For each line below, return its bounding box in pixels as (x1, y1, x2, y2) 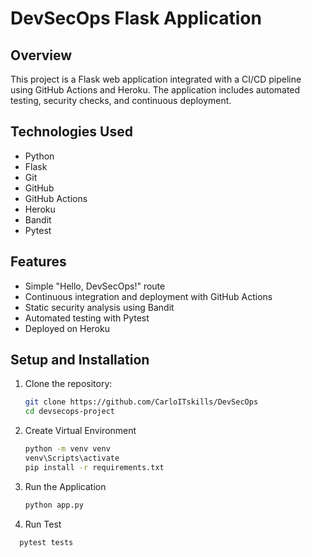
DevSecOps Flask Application (10, 7, 262, 30)
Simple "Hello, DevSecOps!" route (24, 280, 166, 292)
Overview (10, 47, 73, 64)
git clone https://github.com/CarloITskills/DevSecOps (24, 397, 259, 407)
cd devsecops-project (24, 407, 115, 417)
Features (10, 253, 67, 271)
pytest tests (19, 537, 74, 547)
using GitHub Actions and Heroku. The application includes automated (10, 84, 301, 96)
